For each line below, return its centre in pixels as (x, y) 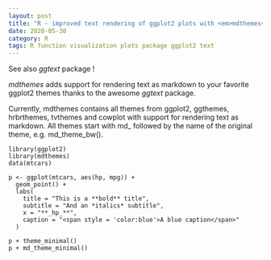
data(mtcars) (30, 164)
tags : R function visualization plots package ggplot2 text (112, 46)
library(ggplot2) (38, 149)
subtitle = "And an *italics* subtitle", (93, 206)
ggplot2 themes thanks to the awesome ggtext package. (102, 93)
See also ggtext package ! (52, 69)
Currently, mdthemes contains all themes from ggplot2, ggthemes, (119, 109)
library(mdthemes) (39, 157)
